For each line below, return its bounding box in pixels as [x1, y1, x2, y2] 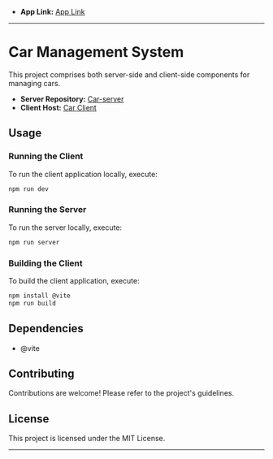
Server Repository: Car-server [19, 93, 124, 104]
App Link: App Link [19, 7, 85, 16]
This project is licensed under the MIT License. [8, 434, 166, 444]
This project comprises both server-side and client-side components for [8, 69, 250, 80]
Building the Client [8, 258, 83, 269]
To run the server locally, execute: [8, 223, 123, 232]
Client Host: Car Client [19, 102, 97, 112]
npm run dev [8, 184, 49, 193]
